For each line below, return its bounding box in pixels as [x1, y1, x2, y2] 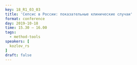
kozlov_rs [9, 43, 29, 48]
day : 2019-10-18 [5, 21, 38, 26]
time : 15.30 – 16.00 [5, 25, 48, 30]
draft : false [5, 52, 32, 58]
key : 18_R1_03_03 [5, 7, 41, 12]
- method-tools [9, 35, 41, 40]
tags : [5, 30, 16, 35]
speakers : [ [5, 39, 29, 44]
